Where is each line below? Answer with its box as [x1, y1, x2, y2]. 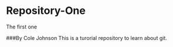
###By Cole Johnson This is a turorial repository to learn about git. [6, 34, 167, 41]
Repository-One [6, 4, 86, 17]
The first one [6, 23, 37, 30]
